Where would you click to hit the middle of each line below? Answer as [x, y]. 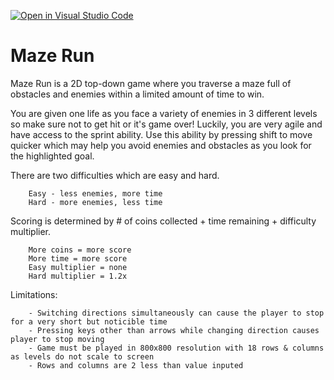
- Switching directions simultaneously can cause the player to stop [176, 313]
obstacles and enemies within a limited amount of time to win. [137, 94]
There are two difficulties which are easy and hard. [115, 175]
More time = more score [78, 258]
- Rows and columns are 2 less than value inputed [136, 365]
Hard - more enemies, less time [95, 202]
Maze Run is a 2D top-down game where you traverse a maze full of [151, 83]
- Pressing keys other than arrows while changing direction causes [174, 330]
